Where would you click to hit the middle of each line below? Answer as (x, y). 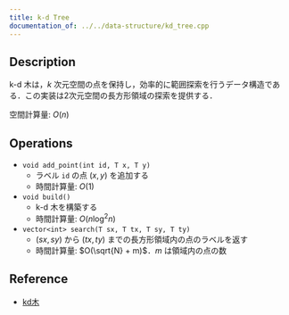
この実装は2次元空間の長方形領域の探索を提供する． (121, 95)
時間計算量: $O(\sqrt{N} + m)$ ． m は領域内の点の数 (131, 250)
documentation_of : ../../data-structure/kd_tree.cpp (109, 26)
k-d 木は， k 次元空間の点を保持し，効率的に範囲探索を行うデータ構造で (141, 85)
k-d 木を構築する (66, 207)
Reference (39, 279)
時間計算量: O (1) (65, 187)
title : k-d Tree (39, 17)
